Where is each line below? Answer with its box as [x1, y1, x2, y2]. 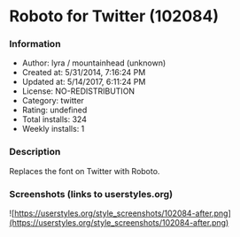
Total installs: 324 [21, 114, 87, 125]
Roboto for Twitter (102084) [9, 6, 220, 27]
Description [9, 146, 61, 158]
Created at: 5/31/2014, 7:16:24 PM [21, 67, 146, 78]
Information [9, 38, 61, 50]
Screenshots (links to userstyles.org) [9, 187, 174, 200]
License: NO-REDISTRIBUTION [21, 86, 135, 96]
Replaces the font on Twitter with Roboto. [9, 165, 160, 176]
